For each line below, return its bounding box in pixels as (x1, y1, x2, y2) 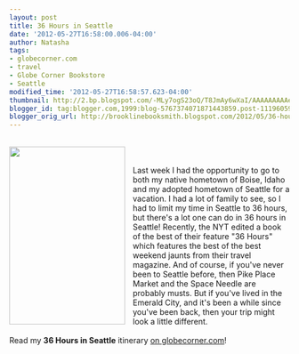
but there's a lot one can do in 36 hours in (133, 213, 287, 223)
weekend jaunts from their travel (133, 250, 252, 261)
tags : (9, 46, 29, 55)
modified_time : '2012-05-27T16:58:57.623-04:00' (9, 87, 193, 96)
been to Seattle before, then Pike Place (133, 269, 276, 280)
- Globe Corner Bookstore (9, 71, 105, 80)
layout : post (9, 12, 58, 22)
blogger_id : (9, 104, 53, 113)
